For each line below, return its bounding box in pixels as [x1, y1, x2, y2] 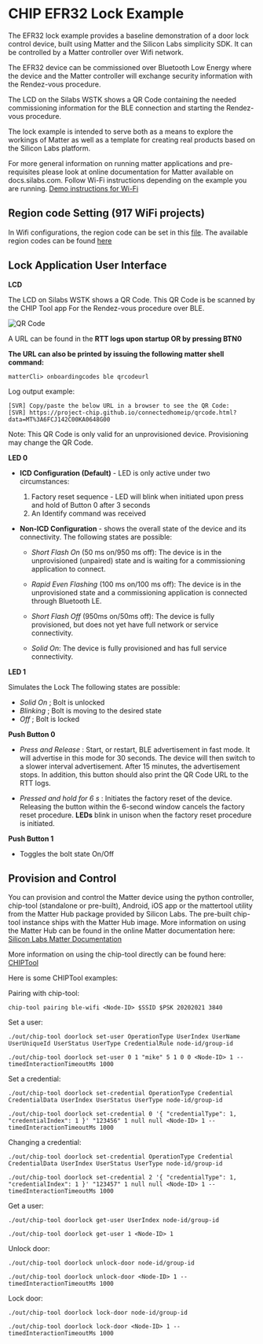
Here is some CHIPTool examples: [8, 973, 119, 983]
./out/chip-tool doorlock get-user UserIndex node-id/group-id [8, 1216, 220, 1224]
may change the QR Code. [8, 438, 93, 447]
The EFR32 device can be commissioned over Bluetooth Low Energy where [8, 62, 252, 72]
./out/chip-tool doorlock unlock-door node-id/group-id [8, 1259, 195, 1268]
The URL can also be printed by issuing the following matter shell [8, 349, 225, 358]
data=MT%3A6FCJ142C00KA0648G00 [8, 415, 111, 424]
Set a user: [8, 1017, 43, 1027]
